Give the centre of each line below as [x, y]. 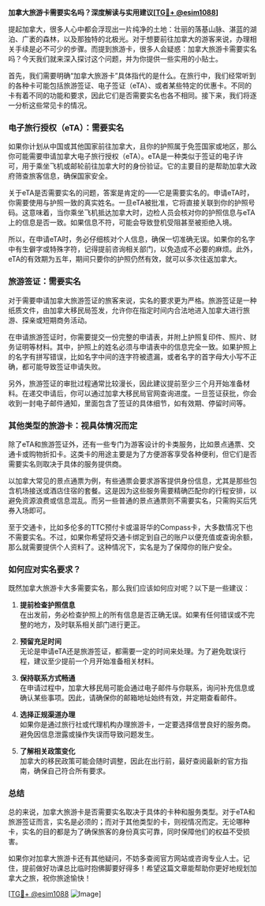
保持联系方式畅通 [47, 678]
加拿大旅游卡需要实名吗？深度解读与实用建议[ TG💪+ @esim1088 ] [114, 12]
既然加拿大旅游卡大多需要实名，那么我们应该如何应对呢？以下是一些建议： [129, 588]
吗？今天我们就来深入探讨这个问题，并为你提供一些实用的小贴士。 [115, 59]
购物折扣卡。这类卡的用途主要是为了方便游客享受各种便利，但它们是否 [143, 454]
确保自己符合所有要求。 [72, 771]
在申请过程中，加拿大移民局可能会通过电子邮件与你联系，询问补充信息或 [137, 688]
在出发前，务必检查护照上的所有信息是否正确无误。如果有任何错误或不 [134, 615]
